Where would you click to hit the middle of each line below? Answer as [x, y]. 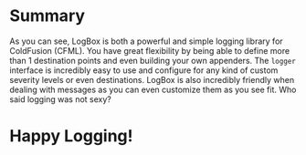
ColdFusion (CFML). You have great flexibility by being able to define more [150, 50]
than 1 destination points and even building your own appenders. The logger [153, 60]
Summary [47, 16]
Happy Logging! [72, 136]
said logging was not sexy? [61, 99]
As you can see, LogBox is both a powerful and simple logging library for [146, 41]
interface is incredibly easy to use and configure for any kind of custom [144, 70]
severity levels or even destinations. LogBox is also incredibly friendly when [152, 79]
